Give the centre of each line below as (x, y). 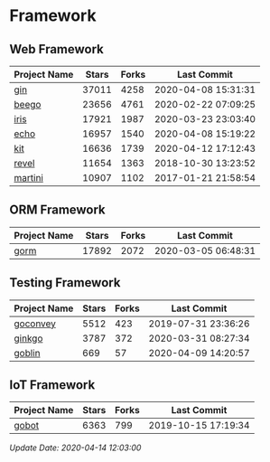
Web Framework (56, 49)
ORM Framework (57, 210)
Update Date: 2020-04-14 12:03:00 (75, 448)
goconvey (35, 324)
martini (28, 178)
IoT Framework (52, 385)
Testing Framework (65, 283)
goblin (27, 353)
